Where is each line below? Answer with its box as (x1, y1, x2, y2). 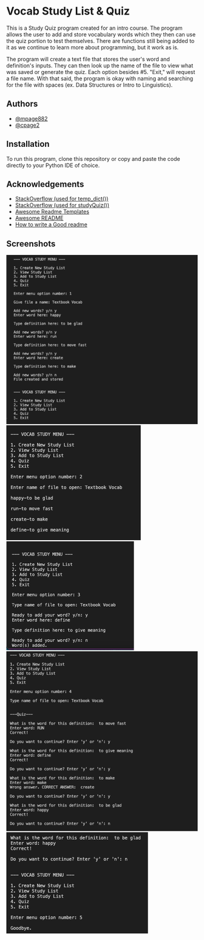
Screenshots (6, 238, 56, 249)
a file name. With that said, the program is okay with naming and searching (6, 75, 193, 82)
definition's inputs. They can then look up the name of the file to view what (6, 62, 193, 69)
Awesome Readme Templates (15, 208, 90, 215)
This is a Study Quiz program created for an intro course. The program (6, 24, 183, 32)
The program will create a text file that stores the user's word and (6, 55, 170, 63)
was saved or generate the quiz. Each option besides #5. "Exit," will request (6, 68, 195, 75)
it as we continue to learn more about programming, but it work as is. (6, 44, 179, 51)
